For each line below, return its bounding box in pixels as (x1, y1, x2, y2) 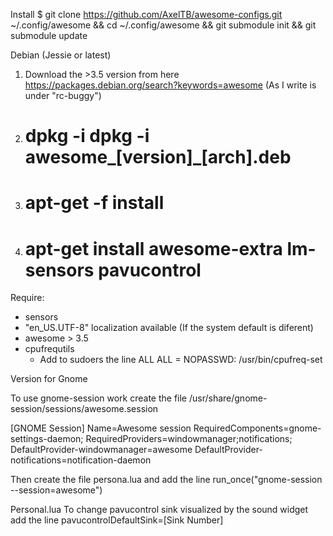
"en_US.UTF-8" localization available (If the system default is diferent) (24, 322, 314, 334)
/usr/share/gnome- (188, 392, 268, 404)
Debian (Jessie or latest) (10, 49, 112, 61)
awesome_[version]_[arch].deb (24, 146, 292, 169)
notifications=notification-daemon (10, 454, 152, 466)
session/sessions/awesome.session (10, 403, 159, 415)
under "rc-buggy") (24, 90, 102, 101)
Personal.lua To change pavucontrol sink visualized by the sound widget (10, 504, 309, 516)
